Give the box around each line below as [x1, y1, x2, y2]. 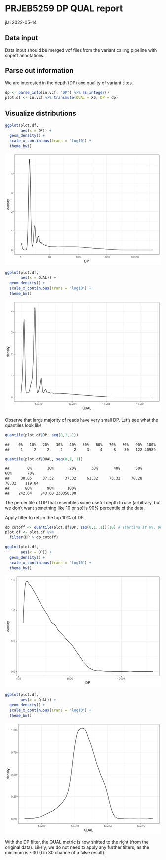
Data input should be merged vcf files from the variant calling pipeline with [5, 47, 157, 53]
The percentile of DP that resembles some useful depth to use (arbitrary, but [5, 499, 161, 505]
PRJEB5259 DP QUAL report [5, 3, 123, 14]
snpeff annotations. [5, 52, 45, 58]
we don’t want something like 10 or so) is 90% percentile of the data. [5, 505, 145, 511]
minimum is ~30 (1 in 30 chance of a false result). [5, 850, 106, 855]
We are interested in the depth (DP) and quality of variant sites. [5, 80, 133, 86]
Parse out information [5, 66, 74, 75]
